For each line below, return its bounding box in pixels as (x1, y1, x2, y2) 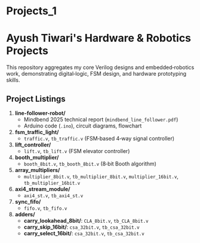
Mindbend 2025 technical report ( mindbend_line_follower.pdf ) (23, 116, 179, 123)
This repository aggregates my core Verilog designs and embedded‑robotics (6, 64, 195, 71)
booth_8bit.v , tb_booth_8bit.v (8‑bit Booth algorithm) (23, 160, 157, 167)
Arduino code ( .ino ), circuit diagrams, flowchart (23, 122, 142, 129)
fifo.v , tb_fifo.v (23, 204, 67, 211)
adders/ (14, 210, 35, 218)
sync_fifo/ (14, 198, 41, 205)
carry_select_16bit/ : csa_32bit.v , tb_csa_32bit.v (23, 229, 144, 236)
